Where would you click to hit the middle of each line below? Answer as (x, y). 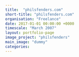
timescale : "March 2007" (31, 28)
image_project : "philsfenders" (38, 38)
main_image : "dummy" (27, 42)
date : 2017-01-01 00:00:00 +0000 (40, 24)
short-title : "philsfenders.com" (40, 14)
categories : (17, 47)
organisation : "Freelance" (33, 19)
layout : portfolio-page (30, 33)
